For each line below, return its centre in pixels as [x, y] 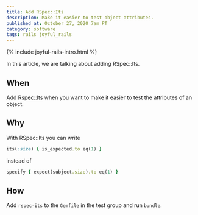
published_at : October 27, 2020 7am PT [57, 23]
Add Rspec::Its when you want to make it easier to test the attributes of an [99, 97]
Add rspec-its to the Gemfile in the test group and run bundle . [84, 205]
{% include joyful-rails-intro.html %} [52, 52]
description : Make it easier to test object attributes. [80, 18]
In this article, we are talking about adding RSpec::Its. [73, 64]
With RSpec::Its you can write [43, 138]
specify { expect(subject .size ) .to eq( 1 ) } [62, 172]
